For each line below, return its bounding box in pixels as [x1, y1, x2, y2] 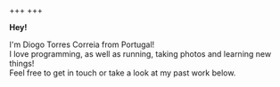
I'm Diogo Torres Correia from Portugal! [9, 39, 155, 50]
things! [9, 59, 35, 68]
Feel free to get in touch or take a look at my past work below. [9, 67, 236, 78]
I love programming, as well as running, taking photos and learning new [9, 49, 272, 59]
